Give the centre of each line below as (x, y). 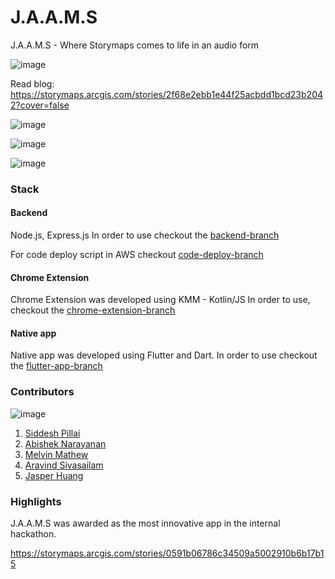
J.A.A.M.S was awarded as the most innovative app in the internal (145, 523)
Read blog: (32, 83)
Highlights (36, 501)
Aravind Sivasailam (64, 465)
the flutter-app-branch (56, 366)
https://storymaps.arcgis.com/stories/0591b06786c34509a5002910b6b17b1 (167, 553)
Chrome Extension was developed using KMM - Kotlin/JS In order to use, (160, 300)
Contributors (42, 392)
